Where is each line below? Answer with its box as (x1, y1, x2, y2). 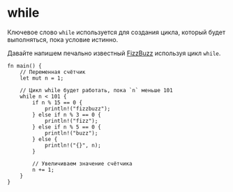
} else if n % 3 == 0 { (32, 111, 101, 118)
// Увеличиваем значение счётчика (32, 160, 133, 167)
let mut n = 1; (20, 75, 64, 82)
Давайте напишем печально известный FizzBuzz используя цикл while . (7, 49, 221, 57)
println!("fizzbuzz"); (44, 105, 111, 112)
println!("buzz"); (44, 129, 98, 137)
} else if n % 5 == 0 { (32, 124, 101, 131)
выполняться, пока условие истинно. (7, 35, 119, 43)
